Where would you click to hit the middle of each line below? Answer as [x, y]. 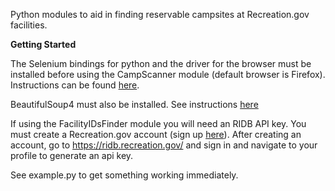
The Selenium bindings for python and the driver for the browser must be [161, 63]
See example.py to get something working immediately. [124, 175]
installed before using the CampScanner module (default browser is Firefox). [168, 74]
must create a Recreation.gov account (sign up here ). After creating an [156, 134]
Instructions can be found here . [75, 85]
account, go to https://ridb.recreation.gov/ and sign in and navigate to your [164, 145]
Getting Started [43, 44]
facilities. [29, 25]
